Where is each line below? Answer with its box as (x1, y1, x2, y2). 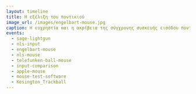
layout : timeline (6, 8, 48, 15)
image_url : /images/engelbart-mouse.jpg (6, 19, 106, 25)
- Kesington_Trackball (11, 79, 66, 85)
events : (6, 30, 25, 36)
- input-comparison (11, 62, 59, 69)
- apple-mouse (11, 68, 45, 74)
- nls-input (11, 41, 41, 47)
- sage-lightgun (11, 36, 51, 41)
